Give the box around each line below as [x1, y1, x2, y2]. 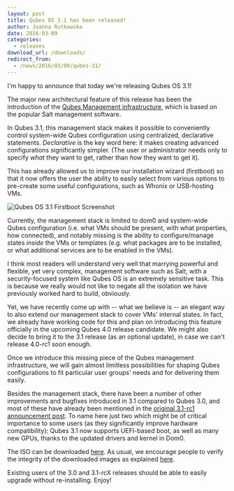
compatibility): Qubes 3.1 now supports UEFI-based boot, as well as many [7, 426, 219, 434]
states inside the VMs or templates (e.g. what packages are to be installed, [7, 239, 222, 247]
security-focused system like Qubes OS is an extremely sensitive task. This [7, 274, 224, 283]
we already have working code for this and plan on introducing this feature [7, 318, 222, 326]
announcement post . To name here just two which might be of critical [7, 411, 207, 420]
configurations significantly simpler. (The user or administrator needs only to [7, 145, 228, 154]
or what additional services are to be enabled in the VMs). [7, 245, 174, 254]
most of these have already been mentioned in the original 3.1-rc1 [7, 404, 195, 413]
